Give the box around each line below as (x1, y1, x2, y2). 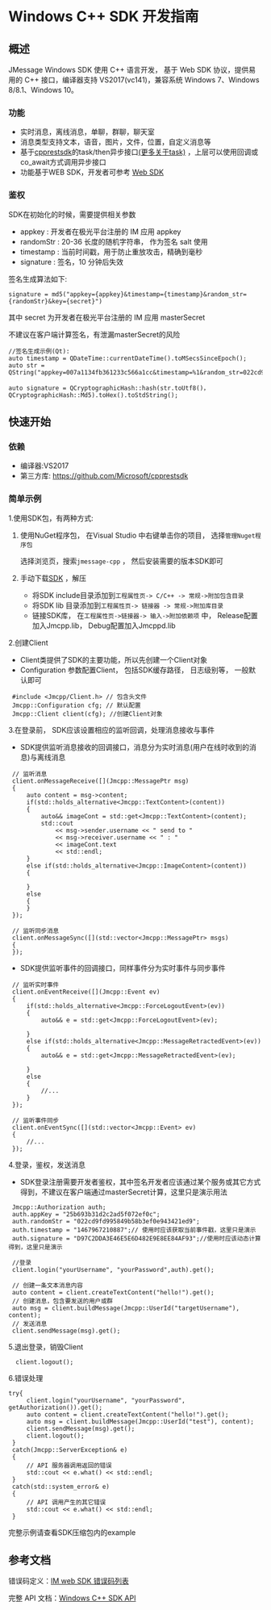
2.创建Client (8, 638, 48, 647)
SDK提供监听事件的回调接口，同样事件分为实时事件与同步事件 (19, 963, 226, 972)
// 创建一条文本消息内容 (11, 1281, 83, 1290)
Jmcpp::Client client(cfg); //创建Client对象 (11, 709, 163, 718)
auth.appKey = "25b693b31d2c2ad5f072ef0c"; (11, 1210, 161, 1219)
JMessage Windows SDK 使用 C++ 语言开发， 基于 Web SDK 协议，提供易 (8, 65, 256, 74)
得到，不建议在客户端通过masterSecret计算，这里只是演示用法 (19, 1187, 228, 1197)
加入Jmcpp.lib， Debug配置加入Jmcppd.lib (31, 621, 176, 630)
